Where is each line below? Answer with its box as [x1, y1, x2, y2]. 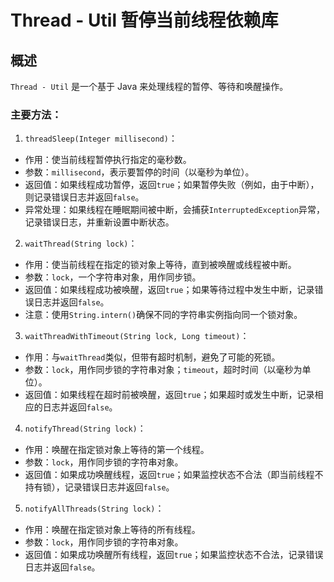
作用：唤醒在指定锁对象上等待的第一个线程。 [24, 444, 210, 456]
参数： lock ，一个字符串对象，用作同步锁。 [24, 271, 202, 283]
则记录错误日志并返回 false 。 [24, 191, 145, 203]
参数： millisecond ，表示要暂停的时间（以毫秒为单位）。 [24, 166, 255, 178]
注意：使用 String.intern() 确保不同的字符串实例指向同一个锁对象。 [24, 309, 303, 321]
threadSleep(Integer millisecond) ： [24, 132, 178, 145]
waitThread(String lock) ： [24, 237, 138, 250]
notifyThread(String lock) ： [24, 422, 147, 435]
